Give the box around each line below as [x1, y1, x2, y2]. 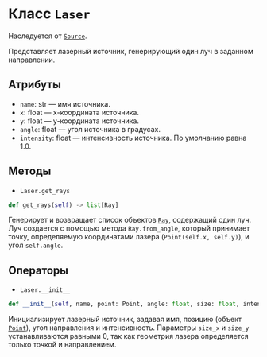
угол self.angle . [8, 240, 64, 250]
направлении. [8, 55, 56, 64]
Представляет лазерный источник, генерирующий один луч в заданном [8, 46, 253, 56]
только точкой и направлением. [8, 340, 117, 350]
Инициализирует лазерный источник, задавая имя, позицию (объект [8, 315, 242, 324]
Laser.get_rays [19, 187, 71, 195]
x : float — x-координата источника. [19, 107, 139, 117]
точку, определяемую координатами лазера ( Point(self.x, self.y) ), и [8, 232, 250, 242]
